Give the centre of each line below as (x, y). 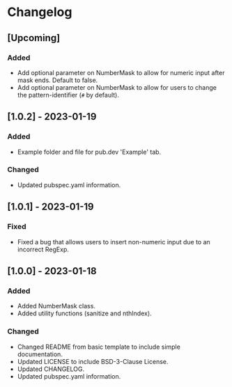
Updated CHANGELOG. (51, 369)
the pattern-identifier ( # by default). (68, 95)
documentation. (40, 354)
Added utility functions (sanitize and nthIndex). (84, 313)
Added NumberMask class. (56, 306)
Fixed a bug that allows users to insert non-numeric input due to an (114, 242)
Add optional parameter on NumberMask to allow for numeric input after (121, 72)
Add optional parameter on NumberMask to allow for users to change (117, 87)
